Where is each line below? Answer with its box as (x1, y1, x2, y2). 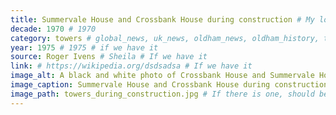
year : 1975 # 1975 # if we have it (10, 42, 159, 53)
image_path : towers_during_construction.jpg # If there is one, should (10, 89, 315, 99)
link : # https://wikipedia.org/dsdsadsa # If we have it (10, 61, 253, 71)
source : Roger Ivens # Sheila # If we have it (10, 52, 208, 62)
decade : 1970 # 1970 (10, 24, 97, 34)
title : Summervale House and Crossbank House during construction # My (10, 14, 315, 25)
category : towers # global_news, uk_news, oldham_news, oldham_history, (10, 33, 320, 43)
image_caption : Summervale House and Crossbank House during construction (10, 80, 329, 90)
